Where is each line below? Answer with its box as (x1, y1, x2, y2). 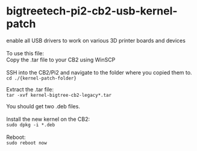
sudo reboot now (6, 140, 47, 146)
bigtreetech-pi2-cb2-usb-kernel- (6, 4, 178, 18)
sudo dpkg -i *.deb (6, 122, 55, 128)
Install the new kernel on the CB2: (6, 116, 90, 123)
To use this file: (6, 49, 44, 57)
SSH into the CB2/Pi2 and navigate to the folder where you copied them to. (6, 69, 192, 76)
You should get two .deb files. (6, 102, 80, 109)
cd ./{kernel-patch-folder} (6, 75, 77, 81)
